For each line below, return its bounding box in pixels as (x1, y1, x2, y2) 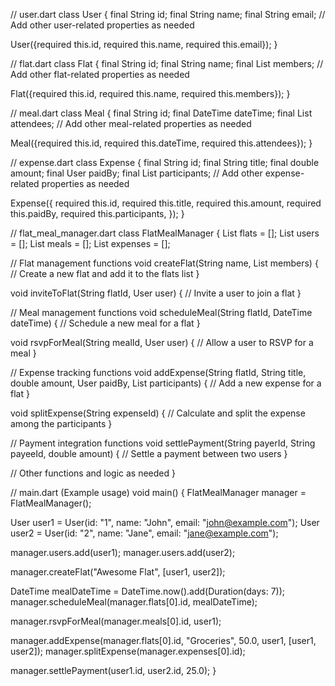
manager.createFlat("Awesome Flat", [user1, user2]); (10, 566, 226, 578)
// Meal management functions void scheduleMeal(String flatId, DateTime (10, 307, 313, 318)
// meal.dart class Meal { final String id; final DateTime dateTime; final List (10, 107, 313, 119)
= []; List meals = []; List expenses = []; (10, 238, 171, 249)
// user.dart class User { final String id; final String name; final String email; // (10, 9, 326, 20)
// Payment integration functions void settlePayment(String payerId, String (10, 437, 316, 449)
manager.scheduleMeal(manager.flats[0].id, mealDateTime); (10, 596, 258, 608)
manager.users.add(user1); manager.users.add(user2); (10, 547, 236, 558)
